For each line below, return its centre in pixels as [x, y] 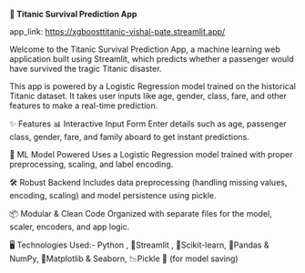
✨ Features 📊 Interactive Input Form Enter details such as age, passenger [148, 124]
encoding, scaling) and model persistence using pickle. [113, 195]
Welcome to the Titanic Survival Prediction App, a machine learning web [145, 49]
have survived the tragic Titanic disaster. [86, 69]
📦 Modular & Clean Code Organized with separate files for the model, [141, 213]
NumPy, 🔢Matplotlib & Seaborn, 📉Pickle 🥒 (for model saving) [124, 258]
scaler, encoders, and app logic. [70, 227]
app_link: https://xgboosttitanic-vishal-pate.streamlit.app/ [117, 31]
